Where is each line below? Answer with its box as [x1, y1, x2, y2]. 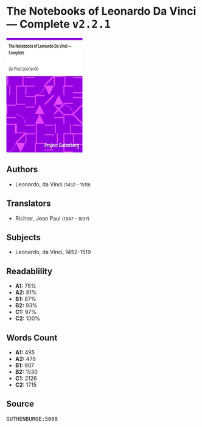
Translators [6, 199, 51, 209]
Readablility [6, 266, 53, 276]
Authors [6, 164, 38, 175]
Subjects [6, 232, 41, 243]
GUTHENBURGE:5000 [6, 415, 58, 422]
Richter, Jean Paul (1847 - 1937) [15, 214, 90, 222]
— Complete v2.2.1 [6, 17, 111, 31]
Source [6, 399, 35, 409]
